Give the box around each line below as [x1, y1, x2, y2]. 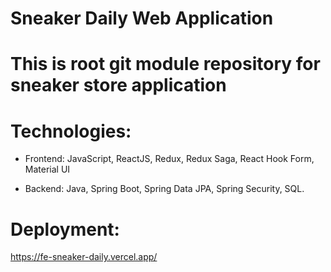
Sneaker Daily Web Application [10, 7, 274, 30]
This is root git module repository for [10, 53, 321, 76]
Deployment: [10, 218, 120, 241]
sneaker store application [10, 74, 227, 97]
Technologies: [10, 120, 132, 142]
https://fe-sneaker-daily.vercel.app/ [10, 251, 158, 263]
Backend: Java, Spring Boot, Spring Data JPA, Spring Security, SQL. [24, 183, 305, 195]
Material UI [24, 163, 71, 176]
